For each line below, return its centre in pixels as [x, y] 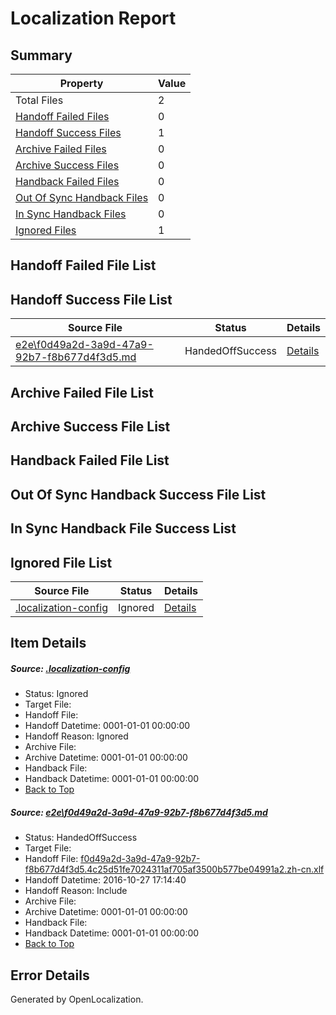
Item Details [48, 643]
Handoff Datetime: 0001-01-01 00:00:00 [107, 726]
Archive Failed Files [61, 149]
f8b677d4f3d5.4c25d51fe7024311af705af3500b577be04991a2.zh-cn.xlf [174, 869]
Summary [41, 55]
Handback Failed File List [90, 460]
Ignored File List [61, 562]
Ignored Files [46, 230]
